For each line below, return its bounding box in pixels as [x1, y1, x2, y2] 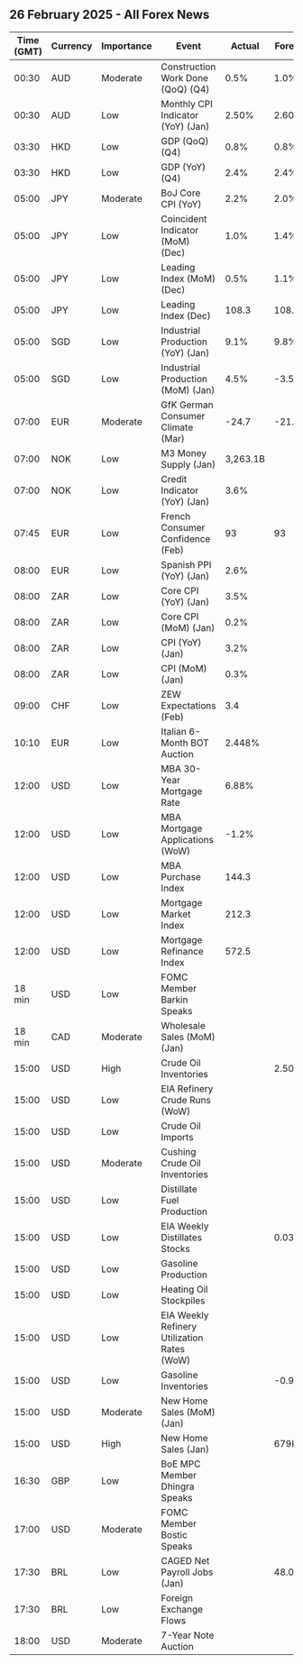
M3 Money [161, 446, 207, 459]
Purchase [161, 870, 201, 882]
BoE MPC [161, 1458, 201, 1470]
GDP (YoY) [161, 160, 207, 173]
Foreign [161, 1591, 194, 1604]
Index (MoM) [161, 272, 216, 285]
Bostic [161, 1528, 188, 1541]
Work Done [161, 71, 209, 84]
